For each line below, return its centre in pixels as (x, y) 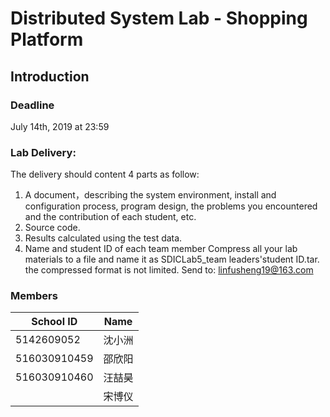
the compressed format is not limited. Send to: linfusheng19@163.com (169, 270)
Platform (47, 39)
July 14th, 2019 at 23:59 (60, 126)
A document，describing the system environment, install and (150, 195)
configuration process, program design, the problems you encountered (171, 206)
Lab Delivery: (43, 152)
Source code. (52, 228)
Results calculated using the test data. (103, 238)
